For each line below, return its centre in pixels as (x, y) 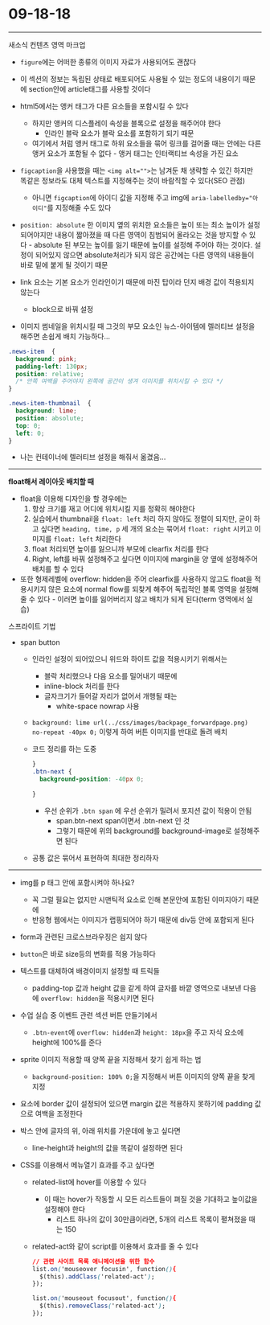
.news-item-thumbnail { (50, 404)
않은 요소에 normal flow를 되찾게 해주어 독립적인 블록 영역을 (143, 589)
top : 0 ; (29, 426)
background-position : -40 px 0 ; (92, 779)
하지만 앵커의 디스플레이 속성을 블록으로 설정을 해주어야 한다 (126, 123)
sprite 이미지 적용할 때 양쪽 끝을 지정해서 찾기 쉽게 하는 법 (110, 1059)
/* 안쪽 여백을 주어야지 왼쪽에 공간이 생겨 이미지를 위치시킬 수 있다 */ (120, 382)
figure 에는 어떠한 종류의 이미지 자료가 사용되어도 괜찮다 (108, 62)
